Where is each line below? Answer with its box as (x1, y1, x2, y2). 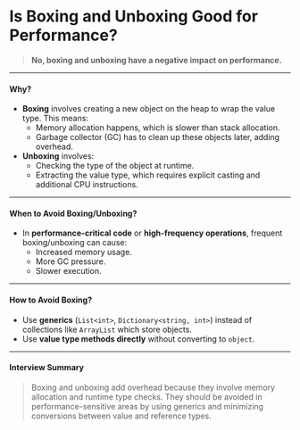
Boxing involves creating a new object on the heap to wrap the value (21, 103, 275, 114)
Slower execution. (35, 266, 102, 277)
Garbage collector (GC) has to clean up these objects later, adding (35, 132, 279, 143)
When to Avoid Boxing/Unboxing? (9, 208, 137, 219)
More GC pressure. (35, 256, 106, 267)
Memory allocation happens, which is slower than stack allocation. (35, 122, 280, 133)
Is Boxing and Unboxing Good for (9, 6, 259, 27)
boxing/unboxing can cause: (21, 237, 128, 248)
